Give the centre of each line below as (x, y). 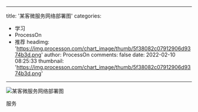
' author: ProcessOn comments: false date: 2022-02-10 (108, 55)
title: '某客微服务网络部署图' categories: (54, 16)
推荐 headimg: (32, 42)
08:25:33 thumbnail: (39, 61)
